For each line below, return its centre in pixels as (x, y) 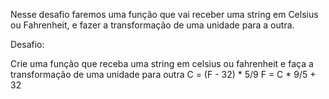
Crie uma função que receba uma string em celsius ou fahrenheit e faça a (162, 63)
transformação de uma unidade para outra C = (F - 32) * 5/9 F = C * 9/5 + (163, 74)
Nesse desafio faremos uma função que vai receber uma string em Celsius (164, 14)
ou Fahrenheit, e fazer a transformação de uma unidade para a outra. (152, 25)
